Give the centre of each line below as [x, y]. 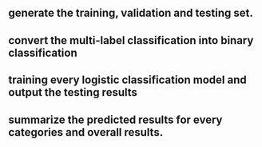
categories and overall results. [86, 132]
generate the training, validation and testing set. [131, 13]
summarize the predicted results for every [115, 119]
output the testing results [73, 92]
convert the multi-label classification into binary [131, 40]
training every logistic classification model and [127, 80]
